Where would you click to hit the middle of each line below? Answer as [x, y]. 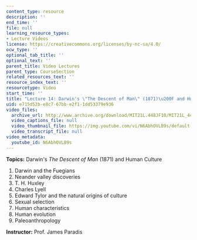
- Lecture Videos [27, 39]
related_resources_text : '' [40, 77]
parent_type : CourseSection [40, 72]
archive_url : [27, 115]
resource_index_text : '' [36, 83]
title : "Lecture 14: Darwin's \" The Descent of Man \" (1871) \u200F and [95, 99]
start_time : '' [25, 93]
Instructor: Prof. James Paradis [44, 232]
